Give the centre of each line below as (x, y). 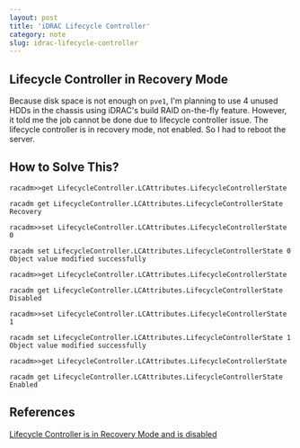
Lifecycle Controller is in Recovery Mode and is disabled (113, 434)
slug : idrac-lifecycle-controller (74, 43)
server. (22, 139)
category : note (38, 34)
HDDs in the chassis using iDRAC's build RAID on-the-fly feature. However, (148, 111)
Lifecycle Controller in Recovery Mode (119, 79)
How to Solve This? (64, 167)
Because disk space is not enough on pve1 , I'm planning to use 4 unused (144, 101)
